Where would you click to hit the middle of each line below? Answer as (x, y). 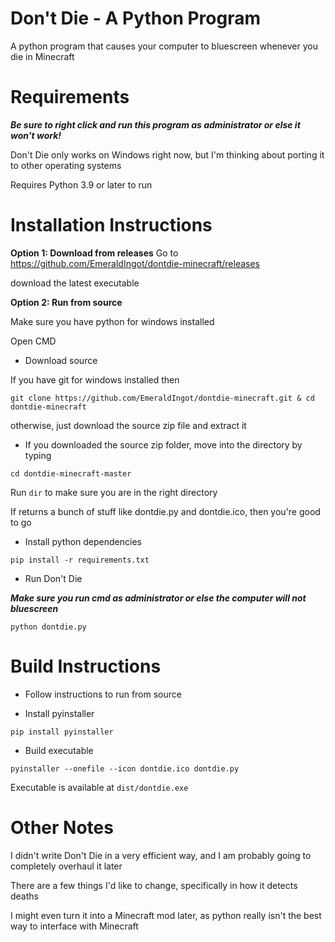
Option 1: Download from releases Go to (94, 253)
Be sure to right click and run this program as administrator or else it (155, 124)
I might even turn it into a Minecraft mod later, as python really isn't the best (166, 915)
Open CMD (33, 341)
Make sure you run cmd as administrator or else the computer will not (158, 598)
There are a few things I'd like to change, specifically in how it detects (154, 885)
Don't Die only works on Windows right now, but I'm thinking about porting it (167, 154)
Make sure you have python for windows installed (112, 321)
